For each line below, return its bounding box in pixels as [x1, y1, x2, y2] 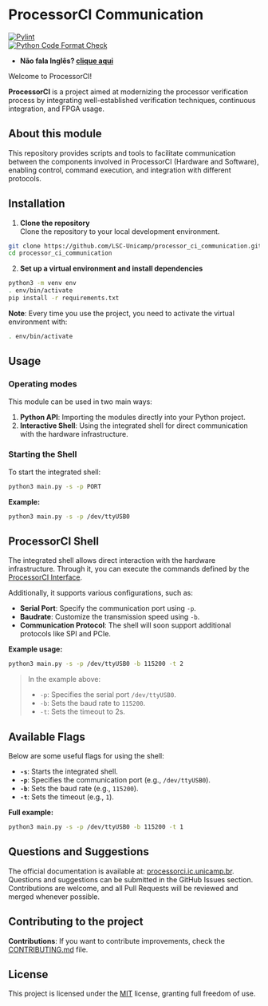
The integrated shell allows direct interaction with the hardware [8, 556, 216, 565]
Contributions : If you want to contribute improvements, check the [8, 936, 226, 945]
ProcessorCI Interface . [8, 572, 83, 582]
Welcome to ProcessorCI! [8, 71, 93, 81]
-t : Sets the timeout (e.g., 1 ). [19, 792, 114, 802]
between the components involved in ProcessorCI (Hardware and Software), [8, 156, 259, 166]
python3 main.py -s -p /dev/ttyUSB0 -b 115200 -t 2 [8, 660, 183, 668]
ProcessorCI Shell [8, 534, 100, 548]
